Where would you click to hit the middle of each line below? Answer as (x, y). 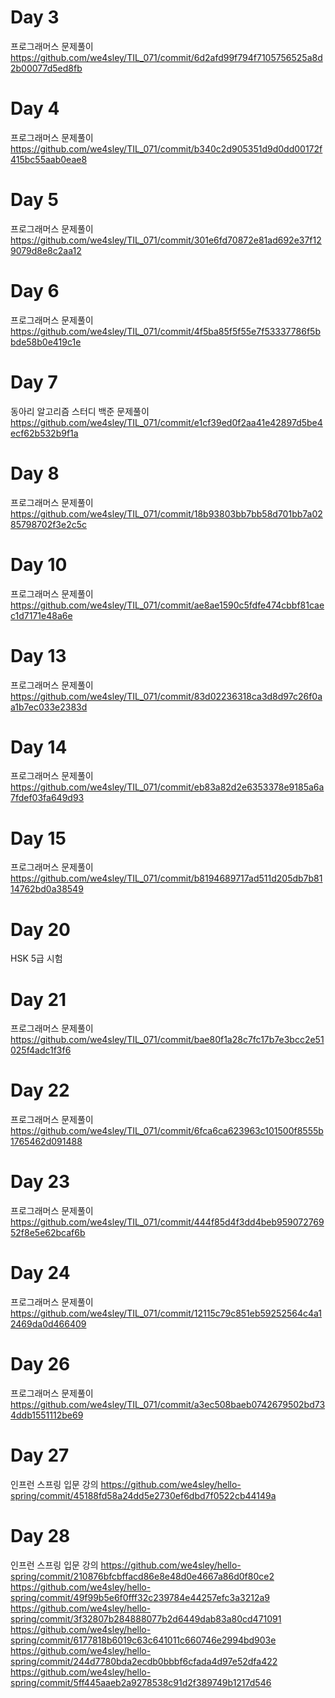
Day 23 (40, 1182)
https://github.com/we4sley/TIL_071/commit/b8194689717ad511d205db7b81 (166, 878)
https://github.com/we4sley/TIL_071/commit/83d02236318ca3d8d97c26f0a (166, 696)
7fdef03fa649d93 (47, 798)
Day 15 (38, 838)
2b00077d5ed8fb (46, 68)
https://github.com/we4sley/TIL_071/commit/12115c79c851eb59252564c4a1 (166, 1313)
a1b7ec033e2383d (49, 707)
